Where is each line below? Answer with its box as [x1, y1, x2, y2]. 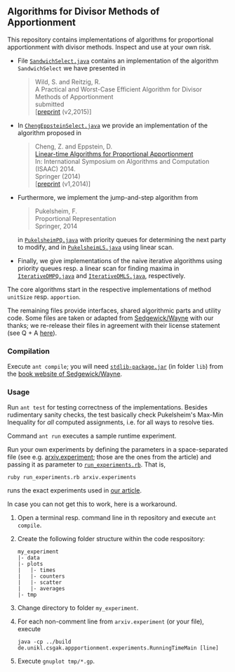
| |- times [17, 566, 56, 574]
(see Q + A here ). [7, 329, 58, 337]
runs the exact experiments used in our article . [7, 486, 142, 495]
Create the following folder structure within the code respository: [17, 535, 206, 543]
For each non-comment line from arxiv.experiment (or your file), [17, 617, 205, 626]
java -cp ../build [17, 638, 72, 646]
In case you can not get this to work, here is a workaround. [7, 500, 177, 509]
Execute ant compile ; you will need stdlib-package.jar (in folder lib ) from [7, 362, 223, 371]
